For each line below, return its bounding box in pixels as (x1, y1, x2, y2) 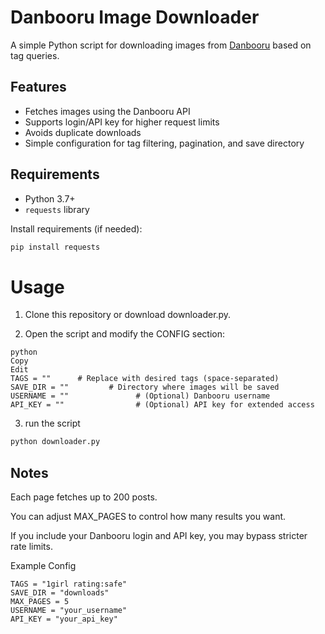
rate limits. (10, 541, 53, 553)
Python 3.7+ (24, 192, 76, 205)
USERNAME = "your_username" (10, 606, 128, 616)
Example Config (10, 560, 77, 572)
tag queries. (10, 49, 60, 61)
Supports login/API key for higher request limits (24, 116, 220, 128)
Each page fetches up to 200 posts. (10, 491, 158, 503)
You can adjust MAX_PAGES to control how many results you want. (10, 511, 287, 523)
